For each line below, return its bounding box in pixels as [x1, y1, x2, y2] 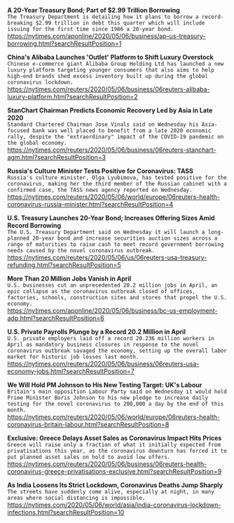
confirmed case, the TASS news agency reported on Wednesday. [7, 186, 193, 193]
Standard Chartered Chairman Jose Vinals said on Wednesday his [7, 121, 199, 128]
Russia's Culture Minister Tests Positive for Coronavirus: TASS [7, 167, 194, 175]
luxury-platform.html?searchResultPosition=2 [7, 93, 138, 101]
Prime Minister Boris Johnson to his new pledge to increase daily [7, 394, 209, 401]
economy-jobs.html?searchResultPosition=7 [7, 367, 135, 375]
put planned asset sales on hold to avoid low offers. [7, 453, 171, 460]
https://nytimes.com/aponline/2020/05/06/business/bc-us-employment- [7, 306, 218, 315]
